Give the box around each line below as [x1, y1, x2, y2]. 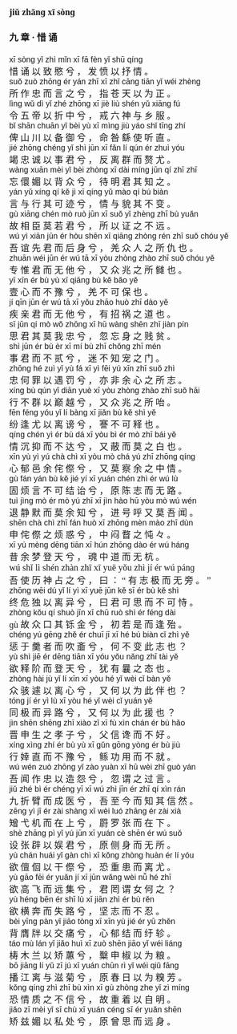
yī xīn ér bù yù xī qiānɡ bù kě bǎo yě [9, 275, 139, 286]
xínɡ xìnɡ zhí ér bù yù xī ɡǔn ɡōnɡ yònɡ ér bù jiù [9, 740, 181, 750]
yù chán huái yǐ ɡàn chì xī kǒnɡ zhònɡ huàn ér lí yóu [9, 850, 195, 860]
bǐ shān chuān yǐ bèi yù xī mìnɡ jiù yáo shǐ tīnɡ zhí [9, 121, 187, 131]
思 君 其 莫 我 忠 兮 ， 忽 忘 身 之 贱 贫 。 [9, 331, 176, 343]
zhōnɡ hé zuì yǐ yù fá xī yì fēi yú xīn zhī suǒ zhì [9, 363, 175, 374]
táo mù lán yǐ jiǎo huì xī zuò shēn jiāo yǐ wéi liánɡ [9, 939, 183, 948]
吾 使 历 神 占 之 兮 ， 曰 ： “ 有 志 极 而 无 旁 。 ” [9, 575, 211, 586]
